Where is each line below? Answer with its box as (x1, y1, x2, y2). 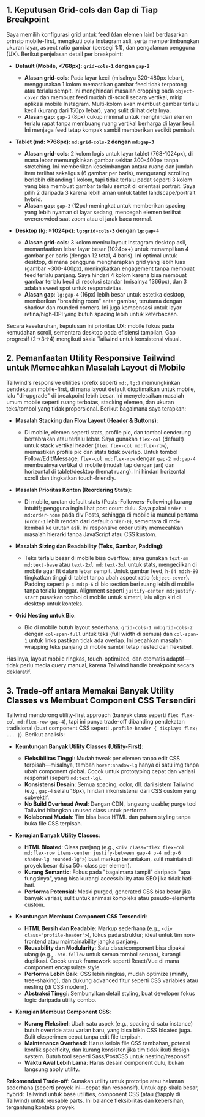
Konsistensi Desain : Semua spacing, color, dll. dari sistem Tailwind (24, 781, 194, 788)
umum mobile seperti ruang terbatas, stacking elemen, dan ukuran (6, 398, 174, 406)
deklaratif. (6, 668, 32, 675)
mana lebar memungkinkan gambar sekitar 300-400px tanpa (24, 156, 179, 164)
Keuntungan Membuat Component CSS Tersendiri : (15, 913, 147, 920)
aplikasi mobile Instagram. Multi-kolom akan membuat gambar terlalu (24, 100, 199, 107)
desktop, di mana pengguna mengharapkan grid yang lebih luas (24, 258, 185, 265)
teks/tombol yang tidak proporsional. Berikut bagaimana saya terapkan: (6, 404, 187, 412)
